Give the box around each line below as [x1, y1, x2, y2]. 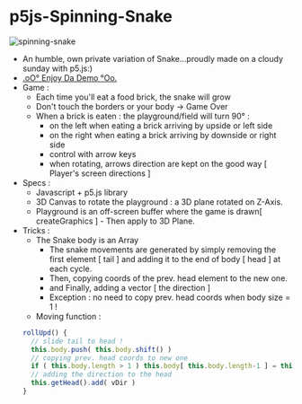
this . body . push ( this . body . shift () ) [31, 345, 173, 354]
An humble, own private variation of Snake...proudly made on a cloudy [22, 53, 284, 64]
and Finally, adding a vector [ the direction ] [49, 282, 211, 293]
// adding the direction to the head [31, 370, 173, 379]
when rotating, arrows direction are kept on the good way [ [49, 158, 268, 169]
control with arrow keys [49, 148, 137, 159]
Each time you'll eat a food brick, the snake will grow [35, 92, 231, 102]
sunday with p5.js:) [22, 63, 93, 74]
